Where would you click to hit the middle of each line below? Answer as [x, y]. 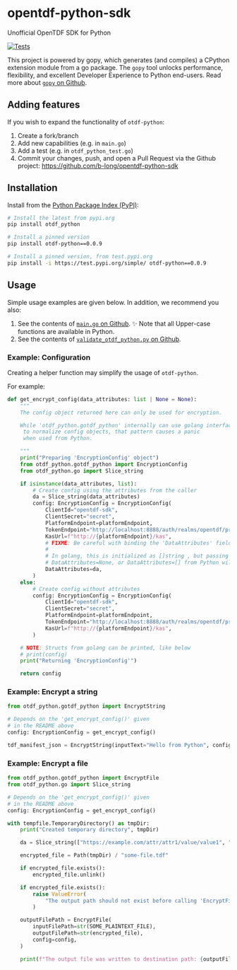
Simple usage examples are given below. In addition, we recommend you [113, 302]
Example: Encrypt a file [48, 763]
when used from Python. [58, 439]
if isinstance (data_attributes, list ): [79, 484]
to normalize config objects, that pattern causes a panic [111, 432]
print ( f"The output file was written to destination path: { [111, 959]
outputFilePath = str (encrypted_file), [88, 933]
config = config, [55, 940]
